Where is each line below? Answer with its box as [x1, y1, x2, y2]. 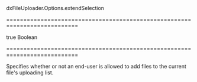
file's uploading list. [6, 69, 54, 76]
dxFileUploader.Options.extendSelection [6, 5, 105, 11]
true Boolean [6, 34, 38, 41]
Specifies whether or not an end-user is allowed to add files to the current [6, 63, 186, 70]
